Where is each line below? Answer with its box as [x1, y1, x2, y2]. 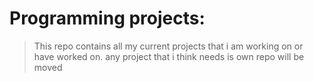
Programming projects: [9, 7, 206, 30]
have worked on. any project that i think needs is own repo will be [33, 50, 305, 62]
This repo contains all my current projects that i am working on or [33, 40, 304, 52]
